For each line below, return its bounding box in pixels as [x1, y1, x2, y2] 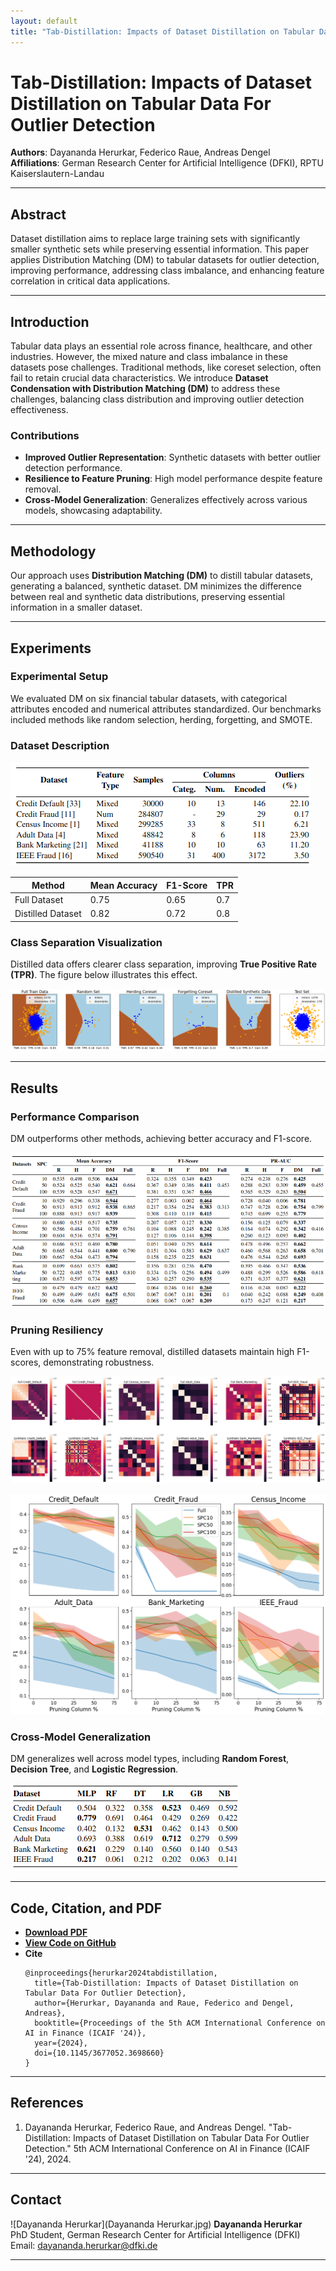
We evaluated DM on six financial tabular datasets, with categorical [10, 692, 288, 704]
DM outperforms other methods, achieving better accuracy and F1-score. [10, 1133, 313, 1145]
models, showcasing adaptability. [24, 505, 163, 517]
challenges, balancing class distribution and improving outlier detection [10, 393, 305, 405]
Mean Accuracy [89, 879, 158, 891]
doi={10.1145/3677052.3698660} [34, 2048, 165, 2059]
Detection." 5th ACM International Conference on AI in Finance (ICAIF [24, 2142, 311, 2154]
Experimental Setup [10, 670, 109, 684]
